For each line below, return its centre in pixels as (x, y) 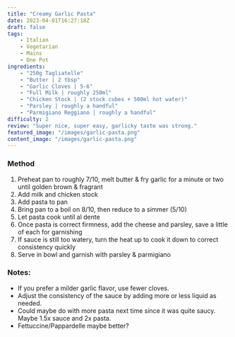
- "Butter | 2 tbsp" (50, 80)
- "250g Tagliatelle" (52, 73)
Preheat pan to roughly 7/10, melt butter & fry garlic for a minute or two (121, 179)
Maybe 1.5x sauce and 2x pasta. (64, 318)
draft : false (26, 27)
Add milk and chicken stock (58, 194)
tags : (15, 34)
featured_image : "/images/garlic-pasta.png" (74, 132)
